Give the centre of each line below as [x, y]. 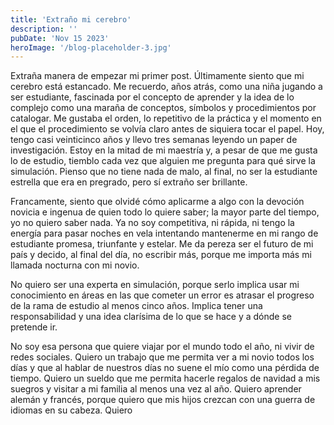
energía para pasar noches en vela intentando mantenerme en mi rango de [164, 233]
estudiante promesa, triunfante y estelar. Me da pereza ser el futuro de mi [162, 244]
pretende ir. [34, 327]
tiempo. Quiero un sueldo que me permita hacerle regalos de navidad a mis [165, 378]
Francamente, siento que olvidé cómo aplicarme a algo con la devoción [157, 202]
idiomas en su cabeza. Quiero [71, 410]
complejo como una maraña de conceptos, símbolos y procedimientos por [163, 108]
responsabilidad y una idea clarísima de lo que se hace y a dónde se [151, 317]
